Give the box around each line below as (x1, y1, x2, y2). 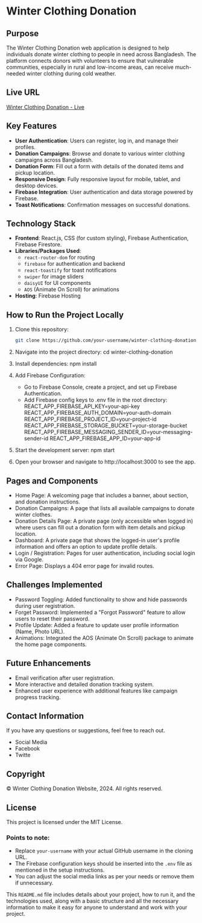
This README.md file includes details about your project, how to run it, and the (6, 891, 195, 898)
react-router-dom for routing (24, 254, 95, 261)
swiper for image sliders (24, 273, 84, 280)
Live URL (6, 88, 40, 98)
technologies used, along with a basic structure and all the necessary (6, 898, 179, 905)
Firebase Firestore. (14, 241, 62, 248)
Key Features (6, 121, 57, 131)
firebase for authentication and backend (24, 260, 125, 267)
